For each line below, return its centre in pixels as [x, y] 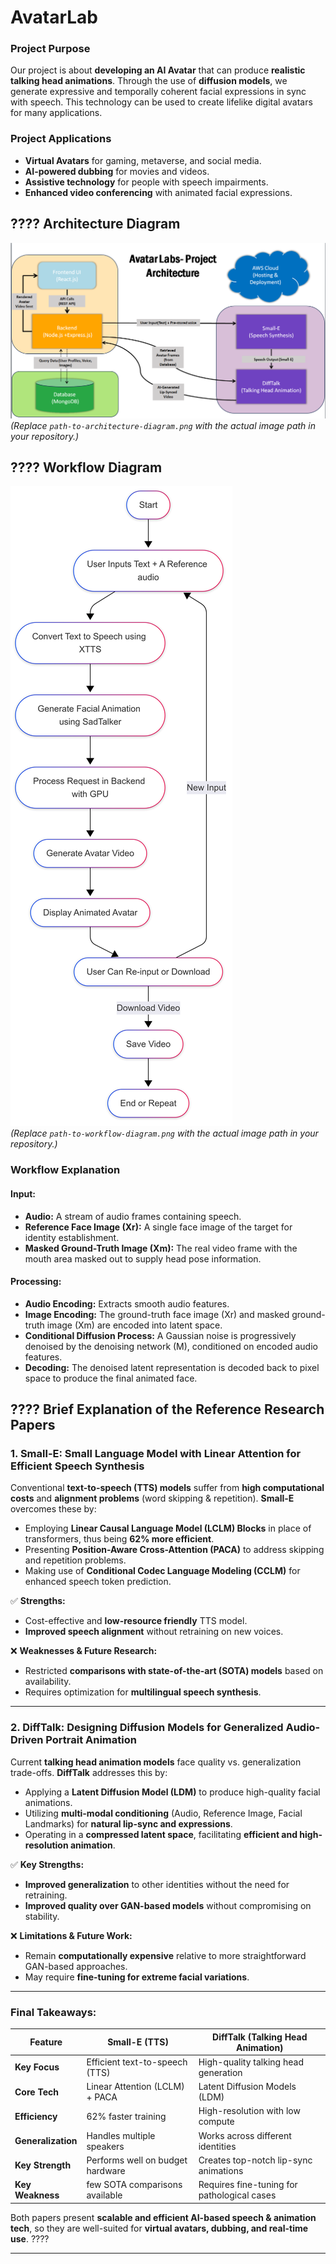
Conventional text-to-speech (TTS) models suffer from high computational [167, 1488]
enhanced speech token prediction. [98, 1582]
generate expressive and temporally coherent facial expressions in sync [158, 92]
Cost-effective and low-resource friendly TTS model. [136, 1621]
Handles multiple [121, 2135]
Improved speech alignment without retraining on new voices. [154, 1632]
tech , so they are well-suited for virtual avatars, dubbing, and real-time [159, 2228]
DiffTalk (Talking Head [260, 2037]
